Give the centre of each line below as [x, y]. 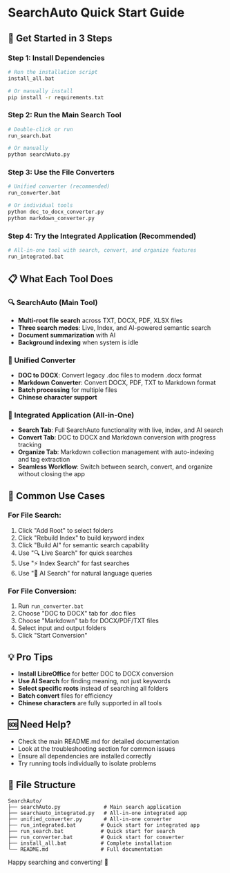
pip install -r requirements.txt [56, 97]
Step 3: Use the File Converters [61, 173]
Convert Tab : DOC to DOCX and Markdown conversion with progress [117, 438]
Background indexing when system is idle [78, 342]
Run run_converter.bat [50, 606]
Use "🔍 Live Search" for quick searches [75, 553]
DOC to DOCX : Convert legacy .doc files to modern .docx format [110, 375]
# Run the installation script [53, 72]
